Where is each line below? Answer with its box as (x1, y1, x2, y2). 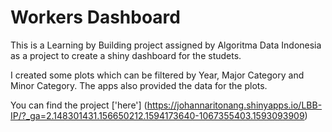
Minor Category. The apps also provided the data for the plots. (10, 79, 268, 91)
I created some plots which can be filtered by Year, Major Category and (10, 69, 305, 81)
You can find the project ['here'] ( (10, 99, 148, 111)
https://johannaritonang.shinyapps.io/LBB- (146, 99, 323, 111)
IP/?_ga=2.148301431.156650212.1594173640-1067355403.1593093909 (10, 109, 305, 121)
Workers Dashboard (10, 6, 181, 29)
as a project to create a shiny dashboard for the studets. (10, 49, 242, 61)
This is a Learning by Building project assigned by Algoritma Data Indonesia (10, 39, 322, 51)
